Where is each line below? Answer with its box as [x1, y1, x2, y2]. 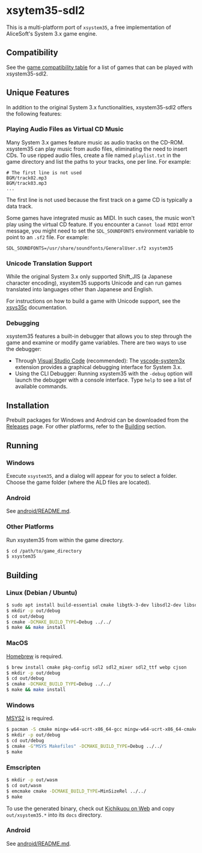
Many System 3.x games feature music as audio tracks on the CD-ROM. [6, 138, 185, 146]
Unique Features [6, 88, 70, 98]
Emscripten [6, 763, 41, 771]
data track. [6, 202, 33, 210]
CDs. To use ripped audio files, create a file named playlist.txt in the [6, 152, 181, 159]
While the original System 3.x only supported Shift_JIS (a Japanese [6, 273, 173, 280]
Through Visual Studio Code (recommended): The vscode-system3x [14, 357, 185, 364]
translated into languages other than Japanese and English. [6, 286, 153, 293]
